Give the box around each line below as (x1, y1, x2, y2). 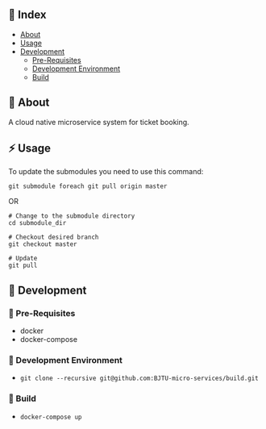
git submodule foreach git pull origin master (8, 182, 168, 190)
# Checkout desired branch (8, 233, 99, 242)
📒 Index (8, 8, 47, 22)
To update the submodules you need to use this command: (8, 167, 204, 177)
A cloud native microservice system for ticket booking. (8, 117, 189, 127)
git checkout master (8, 240, 78, 248)
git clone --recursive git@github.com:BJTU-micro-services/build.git (19, 374, 260, 383)
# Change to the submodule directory (8, 212, 135, 220)
